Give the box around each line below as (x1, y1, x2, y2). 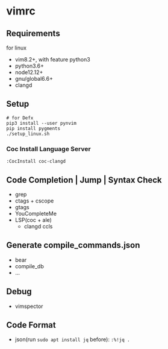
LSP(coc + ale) (14, 216, 52, 224)
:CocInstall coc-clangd (6, 159, 66, 165)
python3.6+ (14, 62, 44, 69)
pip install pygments (6, 125, 61, 131)
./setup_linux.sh (6, 131, 50, 137)
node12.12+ (14, 69, 43, 76)
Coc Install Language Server (6, 145, 92, 153)
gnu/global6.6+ (14, 75, 53, 82)
